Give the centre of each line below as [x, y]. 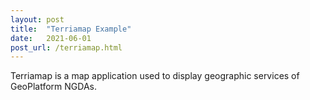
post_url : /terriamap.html [66, 47]
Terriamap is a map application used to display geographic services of [155, 76]
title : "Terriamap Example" [71, 29]
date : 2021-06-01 [51, 38]
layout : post [37, 19]
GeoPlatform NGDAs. [53, 87]
